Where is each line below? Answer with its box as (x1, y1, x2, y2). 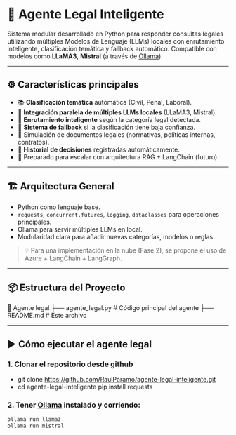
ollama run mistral (7, 422, 65, 430)
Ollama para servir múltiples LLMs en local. (17, 225, 143, 234)
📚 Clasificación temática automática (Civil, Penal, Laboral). (17, 98, 192, 106)
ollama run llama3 (7, 416, 61, 423)
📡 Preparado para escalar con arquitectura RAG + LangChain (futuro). (17, 152, 219, 161)
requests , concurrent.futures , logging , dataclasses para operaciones (17, 210, 220, 218)
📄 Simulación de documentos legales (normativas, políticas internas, (17, 130, 216, 139)
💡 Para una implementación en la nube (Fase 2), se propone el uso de (24, 246, 227, 255)
